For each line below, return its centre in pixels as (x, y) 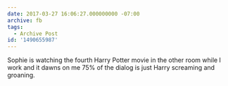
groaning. (21, 75)
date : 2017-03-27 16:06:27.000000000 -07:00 (74, 14)
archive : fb (25, 20)
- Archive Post (36, 33)
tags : (15, 27)
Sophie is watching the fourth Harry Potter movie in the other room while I (114, 60)
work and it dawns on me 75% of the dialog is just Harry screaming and (111, 68)
